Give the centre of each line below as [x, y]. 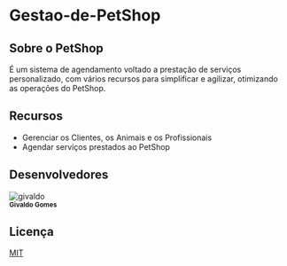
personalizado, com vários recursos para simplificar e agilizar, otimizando [144, 79]
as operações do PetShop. [58, 88]
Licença [32, 232]
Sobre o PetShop [56, 48]
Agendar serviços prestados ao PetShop [96, 146]
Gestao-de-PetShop [85, 16]
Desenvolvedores [59, 175]
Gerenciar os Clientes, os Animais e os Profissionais [117, 137]
